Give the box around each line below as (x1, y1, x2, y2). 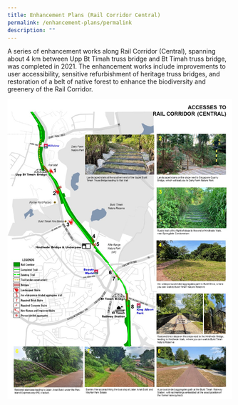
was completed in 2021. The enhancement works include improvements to (7, 62, 226, 71)
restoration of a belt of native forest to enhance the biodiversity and (7, 77, 207, 86)
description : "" (7, 26, 56, 34)
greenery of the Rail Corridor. (7, 85, 93, 94)
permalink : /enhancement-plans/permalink (7, 19, 133, 26)
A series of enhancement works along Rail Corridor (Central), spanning (7, 47, 216, 56)
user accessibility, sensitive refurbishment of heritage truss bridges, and (7, 70, 220, 79)
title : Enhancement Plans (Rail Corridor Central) (7, 11, 161, 19)
